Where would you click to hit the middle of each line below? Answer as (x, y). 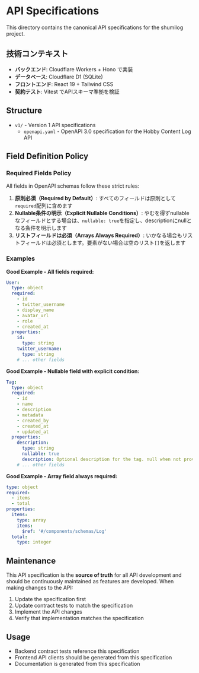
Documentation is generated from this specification (77, 663)
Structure (24, 111)
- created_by (33, 421)
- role (25, 321)
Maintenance (31, 560)
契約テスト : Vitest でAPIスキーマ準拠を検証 (67, 91)
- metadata (30, 415)
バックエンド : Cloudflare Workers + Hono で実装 (74, 69)
